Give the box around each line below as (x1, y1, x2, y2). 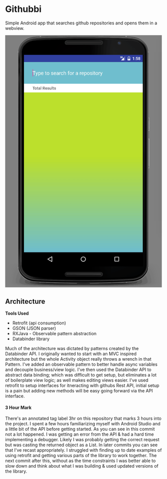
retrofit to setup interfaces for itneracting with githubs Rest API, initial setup (5, 383, 160, 388)
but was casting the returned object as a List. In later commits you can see (5, 442, 158, 448)
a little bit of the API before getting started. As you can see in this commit (5, 426, 155, 432)
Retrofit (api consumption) (12, 320, 66, 326)
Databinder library (12, 336, 50, 342)
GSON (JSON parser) (12, 325, 56, 331)
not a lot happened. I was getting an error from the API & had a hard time (5, 431, 154, 437)
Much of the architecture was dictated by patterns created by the (5, 346, 139, 352)
